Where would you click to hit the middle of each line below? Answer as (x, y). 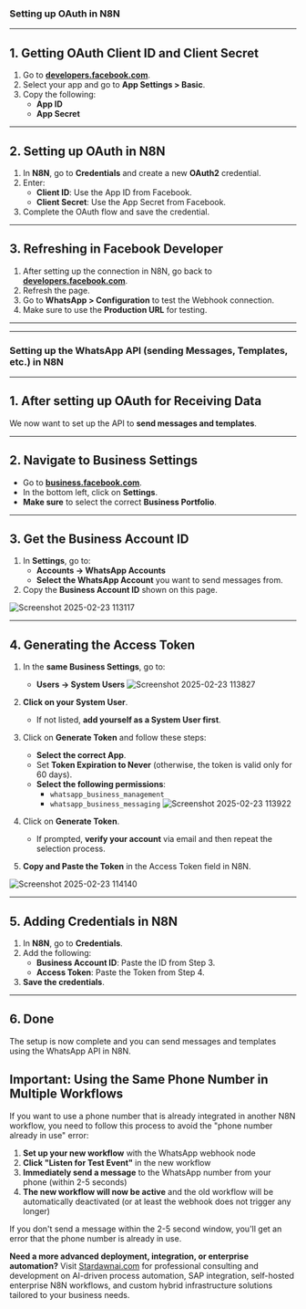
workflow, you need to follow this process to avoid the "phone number (141, 1126)
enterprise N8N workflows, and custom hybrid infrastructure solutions (141, 1285)
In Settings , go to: (56, 561)
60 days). (54, 774)
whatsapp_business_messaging (105, 805)
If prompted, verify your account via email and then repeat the (154, 839)
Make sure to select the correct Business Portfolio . (119, 502)
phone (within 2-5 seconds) (75, 1182)
